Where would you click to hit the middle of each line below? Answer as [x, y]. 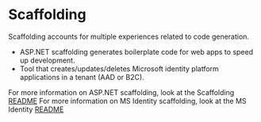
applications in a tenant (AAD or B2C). [82, 77]
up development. [47, 60]
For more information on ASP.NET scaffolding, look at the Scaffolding [121, 92]
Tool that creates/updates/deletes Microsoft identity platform [119, 68]
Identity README [36, 109]
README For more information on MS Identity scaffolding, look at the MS [128, 101]
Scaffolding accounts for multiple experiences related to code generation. [129, 36]
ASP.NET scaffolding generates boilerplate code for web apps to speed [136, 51]
